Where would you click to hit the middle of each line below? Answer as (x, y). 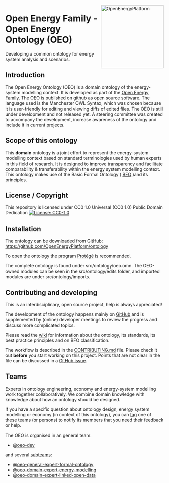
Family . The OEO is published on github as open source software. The (77, 98)
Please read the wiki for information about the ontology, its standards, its (80, 335)
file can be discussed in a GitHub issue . (46, 361)
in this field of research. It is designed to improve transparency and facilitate (84, 164)
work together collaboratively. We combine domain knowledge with (75, 394)
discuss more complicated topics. (40, 325)
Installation (23, 229)
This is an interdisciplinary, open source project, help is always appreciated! (84, 305)
